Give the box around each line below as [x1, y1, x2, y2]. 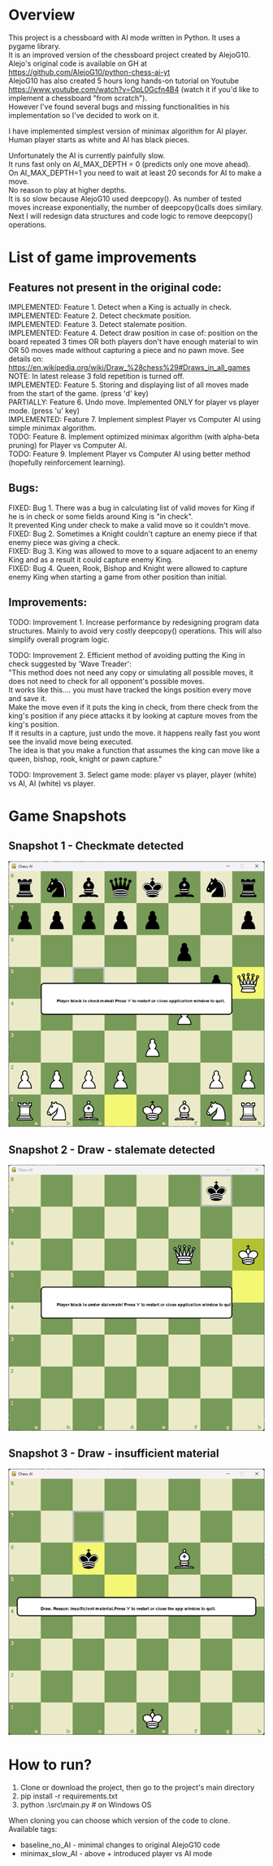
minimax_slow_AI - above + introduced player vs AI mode [19, 1848, 213, 1858]
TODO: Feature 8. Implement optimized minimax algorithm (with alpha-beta [8, 431, 260, 441]
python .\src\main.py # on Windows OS [19, 1799, 152, 1809]
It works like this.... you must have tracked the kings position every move [8, 685, 252, 695]
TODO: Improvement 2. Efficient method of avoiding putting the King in [8, 650, 245, 660]
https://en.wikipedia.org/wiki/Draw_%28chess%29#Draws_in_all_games [8, 362, 250, 372]
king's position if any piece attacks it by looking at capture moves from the [8, 710, 258, 721]
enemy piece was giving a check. [8, 537, 120, 547]
